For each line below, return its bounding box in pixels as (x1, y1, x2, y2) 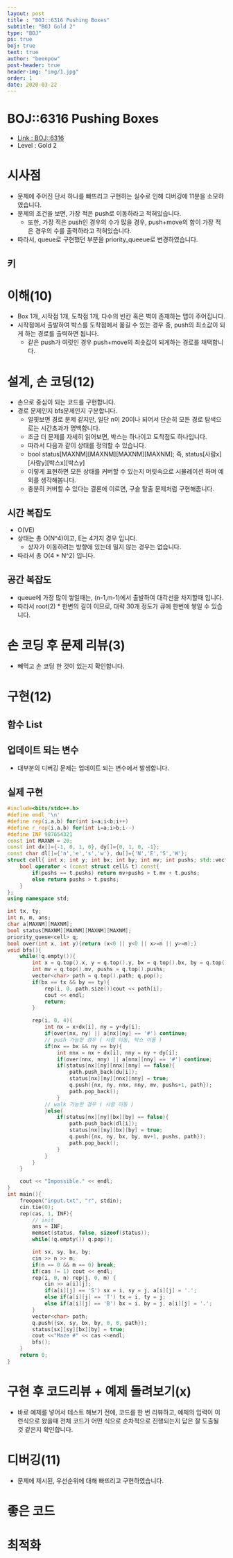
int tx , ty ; (7, 908, 42, 915)
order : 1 (7, 74, 33, 82)
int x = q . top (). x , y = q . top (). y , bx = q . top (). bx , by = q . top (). (32, 959, 231, 966)
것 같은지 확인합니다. (17, 1425, 74, 1433)
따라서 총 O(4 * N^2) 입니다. (17, 551, 96, 560)
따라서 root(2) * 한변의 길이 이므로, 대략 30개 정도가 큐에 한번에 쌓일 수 (17, 602, 210, 610)
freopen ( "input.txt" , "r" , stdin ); (19, 1197, 123, 1204)
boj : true (7, 42, 36, 49)
